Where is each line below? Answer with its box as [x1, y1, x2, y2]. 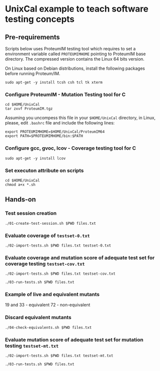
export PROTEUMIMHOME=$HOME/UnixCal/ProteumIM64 [5, 129, 105, 134]
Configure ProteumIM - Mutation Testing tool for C [5, 91, 126, 98]
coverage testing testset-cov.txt [5, 260, 85, 267]
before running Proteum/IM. [5, 71, 60, 76]
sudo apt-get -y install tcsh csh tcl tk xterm [5, 80, 103, 85]
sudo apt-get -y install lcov [5, 156, 66, 161]
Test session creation [5, 210, 57, 216]
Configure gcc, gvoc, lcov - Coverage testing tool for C [5, 145, 136, 152]
